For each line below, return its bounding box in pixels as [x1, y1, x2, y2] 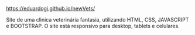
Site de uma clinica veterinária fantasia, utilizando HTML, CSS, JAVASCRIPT [6, 16, 189, 23]
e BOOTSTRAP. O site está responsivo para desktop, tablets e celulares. [6, 23, 180, 29]
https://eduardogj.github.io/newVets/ [6, 5, 95, 12]
